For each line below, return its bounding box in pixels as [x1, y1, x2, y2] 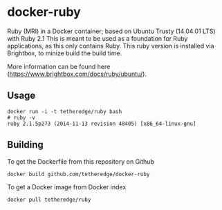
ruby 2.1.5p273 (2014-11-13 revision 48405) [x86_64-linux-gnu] [7, 120, 196, 127]
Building [7, 139, 44, 151]
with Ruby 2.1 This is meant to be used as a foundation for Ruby [7, 34, 188, 42]
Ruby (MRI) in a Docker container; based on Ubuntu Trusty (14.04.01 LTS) [7, 27, 216, 35]
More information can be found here [7, 62, 111, 70]
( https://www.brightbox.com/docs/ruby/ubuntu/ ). [7, 70, 147, 78]
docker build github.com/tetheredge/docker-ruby [7, 171, 150, 178]
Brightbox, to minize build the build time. [7, 49, 122, 57]
